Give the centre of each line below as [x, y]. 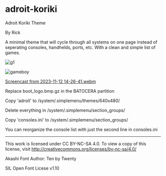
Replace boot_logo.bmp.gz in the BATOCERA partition [60, 91]
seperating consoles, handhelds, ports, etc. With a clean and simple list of [80, 47]
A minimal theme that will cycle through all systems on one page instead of [81, 42]
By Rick [13, 32]
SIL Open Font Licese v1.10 [32, 168]
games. [13, 53]
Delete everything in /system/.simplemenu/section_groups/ [65, 110]
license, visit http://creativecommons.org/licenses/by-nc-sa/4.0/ [71, 149]
